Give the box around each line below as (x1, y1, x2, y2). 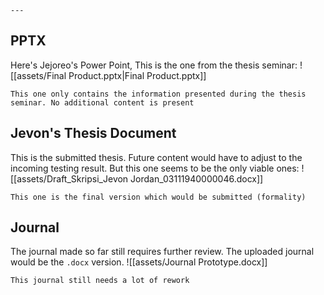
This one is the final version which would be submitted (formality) (10, 192, 307, 202)
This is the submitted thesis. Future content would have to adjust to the (10, 151, 303, 163)
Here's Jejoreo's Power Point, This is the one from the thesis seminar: (10, 59, 298, 71)
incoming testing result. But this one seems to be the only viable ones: (10, 162, 300, 174)
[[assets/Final (10, 69, 67, 81)
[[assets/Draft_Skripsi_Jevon (10, 172, 129, 185)
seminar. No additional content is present (10, 97, 195, 108)
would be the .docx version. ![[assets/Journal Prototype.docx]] (10, 256, 268, 268)
